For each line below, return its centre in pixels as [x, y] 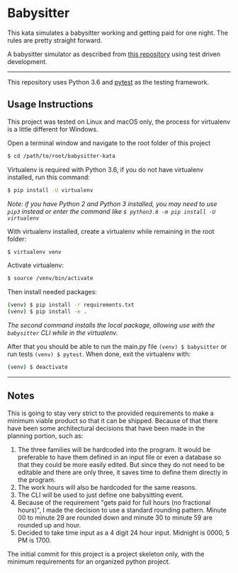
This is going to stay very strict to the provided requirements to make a [110, 413]
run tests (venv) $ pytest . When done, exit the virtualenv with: [99, 354]
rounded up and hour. [49, 525]
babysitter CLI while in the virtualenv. [63, 333]
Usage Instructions [50, 105]
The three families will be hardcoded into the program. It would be [114, 449]
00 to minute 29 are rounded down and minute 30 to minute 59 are [115, 518]
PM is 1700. [34, 540]
